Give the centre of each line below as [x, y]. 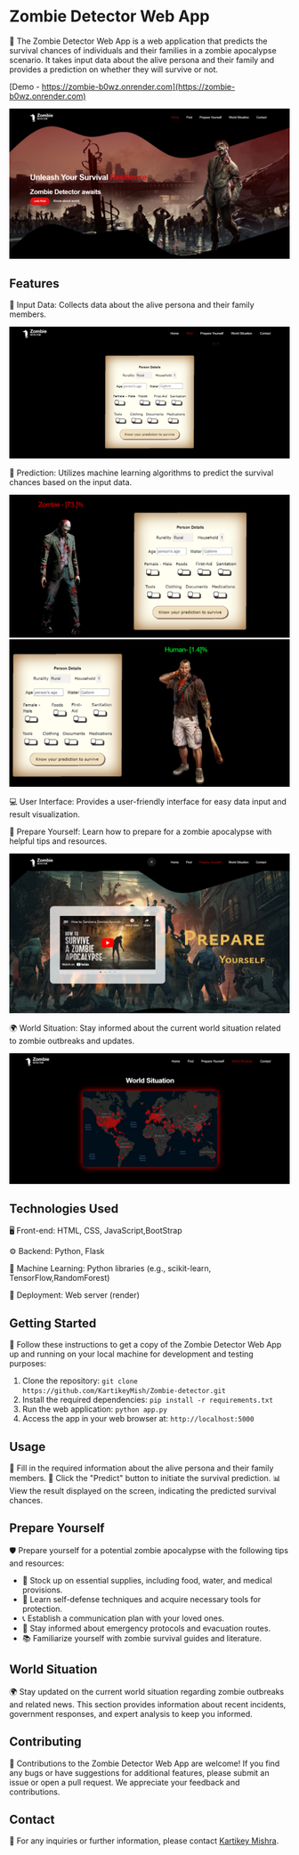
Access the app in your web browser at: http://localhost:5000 [138, 1419]
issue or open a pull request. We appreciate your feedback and [125, 1782]
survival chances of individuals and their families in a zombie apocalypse [143, 50]
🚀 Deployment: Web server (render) [75, 1295]
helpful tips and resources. [58, 841]
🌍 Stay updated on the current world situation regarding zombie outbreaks [147, 1691]
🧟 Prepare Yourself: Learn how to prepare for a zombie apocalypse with [141, 831]
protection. [42, 1608]
